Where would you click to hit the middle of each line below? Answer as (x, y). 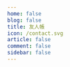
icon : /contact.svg (35, 33)
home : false (24, 14)
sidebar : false (29, 53)
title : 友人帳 (26, 27)
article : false (29, 40)
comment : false (29, 46)
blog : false (24, 20)
